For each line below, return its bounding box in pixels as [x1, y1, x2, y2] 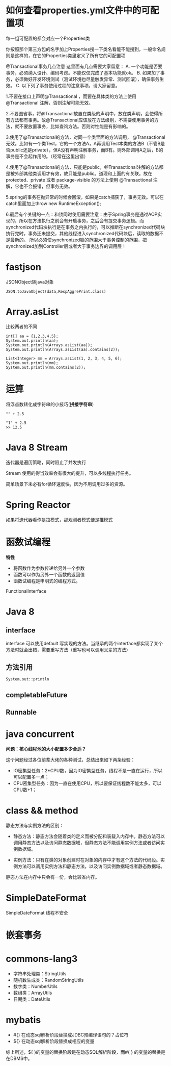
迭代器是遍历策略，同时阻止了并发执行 [6, 459, 86, 465]
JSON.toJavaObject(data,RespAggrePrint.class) [6, 289, 106, 294]
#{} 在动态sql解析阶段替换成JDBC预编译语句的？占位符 [13, 1032, 129, 1038]
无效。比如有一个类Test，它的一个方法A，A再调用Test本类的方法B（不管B [6, 140, 161, 146]
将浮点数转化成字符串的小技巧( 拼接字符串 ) [6, 401, 94, 407]
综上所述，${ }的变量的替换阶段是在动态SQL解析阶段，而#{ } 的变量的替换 [6, 1049, 161, 1055]
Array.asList [6, 306, 59, 318]
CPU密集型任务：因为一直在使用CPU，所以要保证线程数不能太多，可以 [13, 780, 162, 786]
